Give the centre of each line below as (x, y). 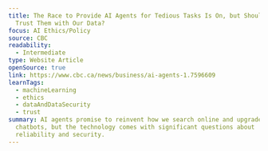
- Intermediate (41, 53)
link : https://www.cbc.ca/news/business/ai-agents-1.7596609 (112, 75)
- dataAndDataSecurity (53, 105)
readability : (30, 46)
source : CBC (28, 38)
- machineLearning (46, 90)
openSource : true (37, 68)
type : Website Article (46, 61)
